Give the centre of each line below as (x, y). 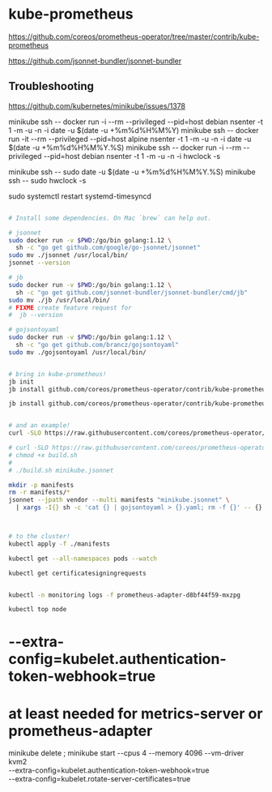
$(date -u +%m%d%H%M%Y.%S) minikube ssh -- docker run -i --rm (125, 148)
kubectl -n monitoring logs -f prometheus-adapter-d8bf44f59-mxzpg (125, 595)
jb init (21, 382)
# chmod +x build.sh (43, 455)
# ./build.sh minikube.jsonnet (61, 470)
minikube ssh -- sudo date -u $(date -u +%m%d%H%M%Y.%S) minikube (132, 172)
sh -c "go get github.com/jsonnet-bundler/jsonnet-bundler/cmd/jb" (132, 293)
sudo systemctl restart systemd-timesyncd (80, 196)
